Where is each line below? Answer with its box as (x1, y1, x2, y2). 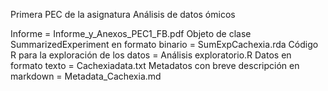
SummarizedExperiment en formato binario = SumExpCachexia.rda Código (10, 39, 319, 50)
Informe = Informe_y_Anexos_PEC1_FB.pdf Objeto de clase (10, 28, 252, 39)
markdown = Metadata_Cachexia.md (10, 70, 162, 82)
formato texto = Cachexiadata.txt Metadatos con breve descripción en (10, 60, 300, 71)
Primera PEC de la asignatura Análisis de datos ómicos (10, 9, 236, 20)
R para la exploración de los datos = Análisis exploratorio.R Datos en (10, 49, 292, 61)
